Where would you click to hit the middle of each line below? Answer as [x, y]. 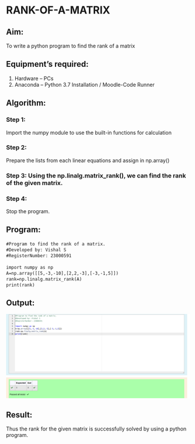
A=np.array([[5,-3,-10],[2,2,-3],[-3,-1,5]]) [62, 273]
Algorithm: [26, 103]
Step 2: [17, 148]
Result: [19, 414]
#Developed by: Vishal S [36, 250]
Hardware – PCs [34, 78]
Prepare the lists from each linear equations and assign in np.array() [88, 160]
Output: [20, 303]
